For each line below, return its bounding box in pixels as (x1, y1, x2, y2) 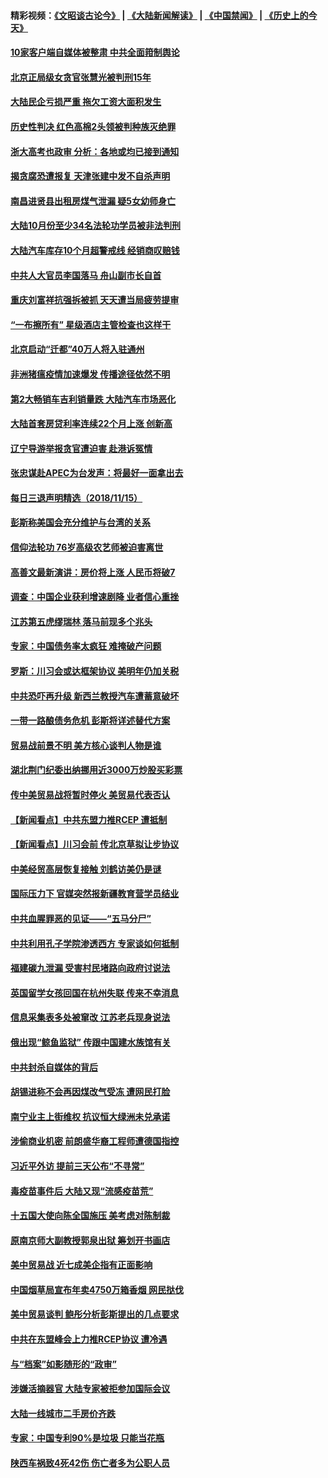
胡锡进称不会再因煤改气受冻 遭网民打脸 (10, 1086, 171, 1098)
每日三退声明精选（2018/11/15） (10, 491, 143, 504)
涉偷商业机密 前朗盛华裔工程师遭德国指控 (10, 1135, 180, 1147)
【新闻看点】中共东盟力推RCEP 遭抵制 (10, 813, 168, 825)
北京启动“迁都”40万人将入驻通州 (10, 343, 145, 355)
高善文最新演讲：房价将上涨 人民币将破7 (10, 566, 176, 578)
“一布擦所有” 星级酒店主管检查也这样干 (10, 318, 172, 330)
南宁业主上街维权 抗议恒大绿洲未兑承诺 (10, 1110, 171, 1122)
